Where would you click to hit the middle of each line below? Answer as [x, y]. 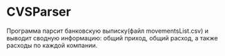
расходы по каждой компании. [52, 45]
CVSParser [39, 12]
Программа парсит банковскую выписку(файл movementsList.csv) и [107, 31]
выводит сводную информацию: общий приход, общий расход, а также [112, 38]
